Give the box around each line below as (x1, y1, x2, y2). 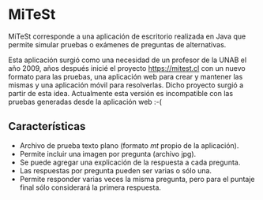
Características (8, 120, 86, 133)
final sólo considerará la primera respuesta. (19, 183, 162, 192)
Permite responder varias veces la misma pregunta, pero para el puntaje (19, 174, 255, 183)
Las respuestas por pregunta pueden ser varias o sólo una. (19, 165, 212, 175)
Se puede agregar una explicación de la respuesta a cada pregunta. (19, 157, 241, 167)
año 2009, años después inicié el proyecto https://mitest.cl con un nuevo (8, 63, 246, 72)
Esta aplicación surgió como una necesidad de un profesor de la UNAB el (8, 55, 247, 65)
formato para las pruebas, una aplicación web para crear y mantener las (8, 72, 243, 81)
